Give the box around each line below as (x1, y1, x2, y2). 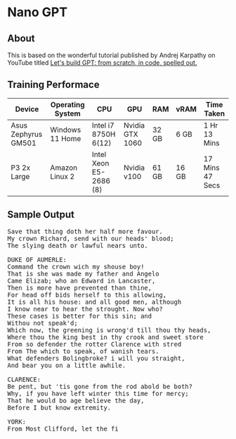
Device (15, 104, 39, 113)
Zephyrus (11, 129, 43, 139)
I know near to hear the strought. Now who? (7, 304, 164, 313)
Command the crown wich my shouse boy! (7, 262, 145, 271)
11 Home (50, 133, 81, 143)
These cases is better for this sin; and (7, 311, 152, 320)
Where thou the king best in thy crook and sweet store (7, 333, 204, 341)
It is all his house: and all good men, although (7, 297, 182, 306)
